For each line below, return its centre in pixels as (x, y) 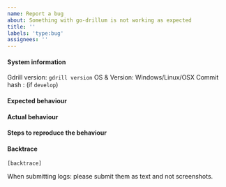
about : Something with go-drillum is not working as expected (99, 20)
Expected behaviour (37, 100)
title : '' (22, 27)
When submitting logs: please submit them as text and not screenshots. (110, 177)
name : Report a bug (36, 14)
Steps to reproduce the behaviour (57, 133)
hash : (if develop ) (33, 85)
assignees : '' (28, 40)
